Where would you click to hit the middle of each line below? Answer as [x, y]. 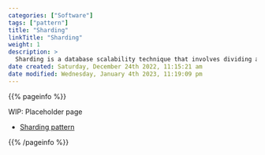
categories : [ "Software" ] [50, 15]
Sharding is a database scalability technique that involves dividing [134, 60]
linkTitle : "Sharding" [45, 37]
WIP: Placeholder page [45, 112]
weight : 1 [24, 45]
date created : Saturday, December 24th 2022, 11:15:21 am [105, 67]
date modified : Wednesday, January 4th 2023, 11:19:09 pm [105, 74]
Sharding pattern [47, 127]
